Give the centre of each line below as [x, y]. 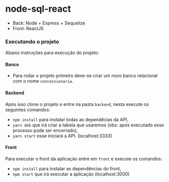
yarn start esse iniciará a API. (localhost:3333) [62, 136]
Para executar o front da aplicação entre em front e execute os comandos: [84, 159]
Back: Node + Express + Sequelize [49, 23]
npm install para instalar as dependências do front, [67, 168]
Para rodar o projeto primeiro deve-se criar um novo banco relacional [85, 76]
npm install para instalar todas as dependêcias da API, [70, 119]
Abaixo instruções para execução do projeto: [52, 53]
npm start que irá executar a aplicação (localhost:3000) [71, 174]
